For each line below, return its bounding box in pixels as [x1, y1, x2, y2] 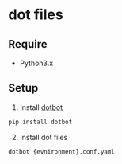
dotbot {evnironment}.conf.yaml [8, 147, 115, 156]
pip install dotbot [8, 118, 73, 126]
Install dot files [19, 132, 68, 142]
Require [8, 37, 48, 51]
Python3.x [19, 58, 54, 68]
